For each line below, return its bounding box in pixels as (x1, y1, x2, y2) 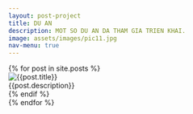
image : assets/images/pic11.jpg (8, 34, 117, 43)
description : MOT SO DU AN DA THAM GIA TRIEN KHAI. (8, 26, 186, 35)
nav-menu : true (8, 42, 60, 50)
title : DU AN (8, 19, 52, 27)
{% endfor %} (8, 98, 55, 108)
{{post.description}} (8, 81, 75, 91)
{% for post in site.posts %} (8, 63, 101, 73)
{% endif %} (8, 89, 50, 99)
